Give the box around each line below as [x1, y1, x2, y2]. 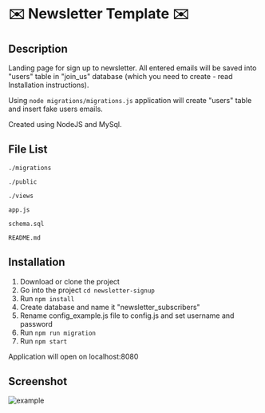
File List [8, 143, 48, 157]
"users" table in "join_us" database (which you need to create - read [8, 72, 233, 81]
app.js [8, 205, 30, 214]
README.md [8, 233, 42, 242]
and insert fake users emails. [8, 104, 104, 113]
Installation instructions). [8, 80, 89, 89]
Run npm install [19, 293, 75, 303]
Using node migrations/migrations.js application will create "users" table [8, 96, 252, 105]
